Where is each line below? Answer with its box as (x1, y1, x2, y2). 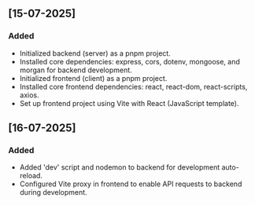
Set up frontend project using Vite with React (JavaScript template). (19, 98, 239, 108)
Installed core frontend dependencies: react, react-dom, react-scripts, (19, 82, 248, 91)
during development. (19, 188, 88, 197)
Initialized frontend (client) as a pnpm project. (19, 73, 168, 82)
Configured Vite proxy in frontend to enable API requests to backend (19, 179, 242, 189)
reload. (19, 171, 43, 181)
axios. (19, 90, 39, 100)
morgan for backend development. (19, 65, 132, 75)
